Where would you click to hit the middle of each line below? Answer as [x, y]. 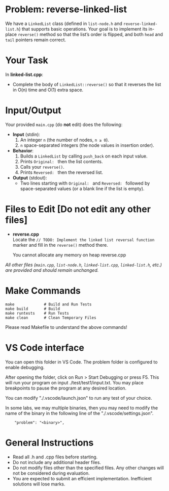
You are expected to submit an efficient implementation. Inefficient [82, 478]
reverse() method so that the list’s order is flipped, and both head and [90, 34]
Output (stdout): [30, 177]
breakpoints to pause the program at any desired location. [66, 388]
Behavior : [23, 150]
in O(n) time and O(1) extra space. [48, 90]
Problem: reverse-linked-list [66, 9]
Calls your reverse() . [42, 167]
